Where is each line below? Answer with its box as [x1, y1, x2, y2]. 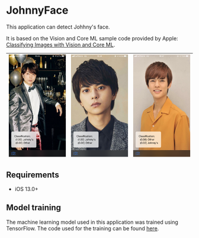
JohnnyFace [6, 4, 69, 17]
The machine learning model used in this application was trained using [6, 218, 179, 226]
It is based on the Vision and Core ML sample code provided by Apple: [6, 35, 179, 42]
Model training [6, 203, 61, 213]
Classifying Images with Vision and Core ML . [6, 41, 115, 48]
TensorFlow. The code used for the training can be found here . [6, 224, 159, 232]
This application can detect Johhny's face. [6, 23, 110, 30]
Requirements [6, 170, 59, 180]
